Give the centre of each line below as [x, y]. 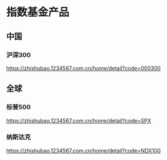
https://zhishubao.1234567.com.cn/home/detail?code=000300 [83, 68]
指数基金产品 [38, 12]
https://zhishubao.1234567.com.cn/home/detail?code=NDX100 [83, 150]
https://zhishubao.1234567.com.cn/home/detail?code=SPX [79, 120]
